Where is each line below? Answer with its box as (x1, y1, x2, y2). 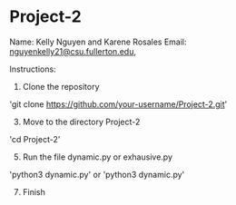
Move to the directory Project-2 (22, 116, 141, 127)
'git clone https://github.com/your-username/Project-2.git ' (9, 98, 228, 110)
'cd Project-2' (9, 133, 61, 144)
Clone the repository (22, 81, 100, 92)
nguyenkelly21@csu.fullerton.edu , (9, 45, 136, 56)
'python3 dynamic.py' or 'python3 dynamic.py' (9, 169, 185, 180)
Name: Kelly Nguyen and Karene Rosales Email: (9, 36, 188, 47)
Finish (22, 186, 45, 197)
